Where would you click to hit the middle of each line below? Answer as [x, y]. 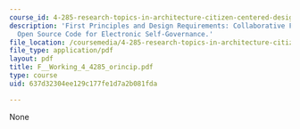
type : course [33, 76]
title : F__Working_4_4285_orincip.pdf [81, 68]
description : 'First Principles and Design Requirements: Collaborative [147, 26]
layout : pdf [31, 59]
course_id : [29, 17]
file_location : [37, 42]
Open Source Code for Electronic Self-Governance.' [116, 34]
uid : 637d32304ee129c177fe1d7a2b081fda [83, 84]
